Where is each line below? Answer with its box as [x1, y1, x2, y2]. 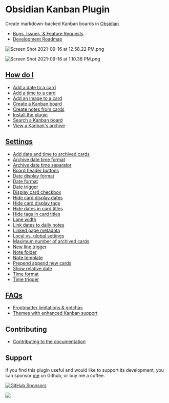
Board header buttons [12, 167, 59, 173]
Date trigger [12, 184, 38, 190]
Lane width [12, 216, 37, 223]
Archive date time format [12, 156, 66, 163]
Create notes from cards [12, 106, 65, 112]
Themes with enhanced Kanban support [12, 310, 98, 316]
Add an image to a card [12, 95, 62, 101]
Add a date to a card [12, 84, 56, 90]
